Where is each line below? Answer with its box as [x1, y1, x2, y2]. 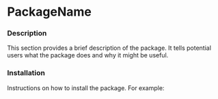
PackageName [7, 4, 92, 20]
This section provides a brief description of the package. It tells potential [7, 44, 212, 52]
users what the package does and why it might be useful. [7, 51, 169, 59]
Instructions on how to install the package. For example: [7, 83, 165, 92]
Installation [7, 68, 46, 78]
